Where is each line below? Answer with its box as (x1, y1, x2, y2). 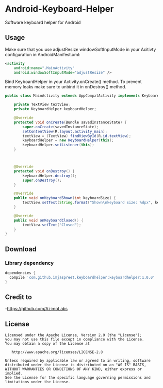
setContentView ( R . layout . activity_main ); (22, 129, 108, 134)
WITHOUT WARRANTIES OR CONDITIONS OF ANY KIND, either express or (5, 367, 142, 372)
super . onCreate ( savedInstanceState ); (22, 124, 98, 129)
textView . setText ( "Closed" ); (22, 222, 81, 227)
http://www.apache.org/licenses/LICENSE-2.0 (11, 350, 103, 355)
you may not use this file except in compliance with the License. (5, 337, 145, 342)
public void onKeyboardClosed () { (14, 218, 83, 223)
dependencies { (5, 270, 36, 275)
